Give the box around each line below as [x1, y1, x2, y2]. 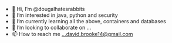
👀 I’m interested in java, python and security [11, 12, 119, 19]
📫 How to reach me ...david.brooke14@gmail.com [11, 31, 133, 37]
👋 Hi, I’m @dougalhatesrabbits [11, 6, 85, 12]
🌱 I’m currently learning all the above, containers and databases [11, 18, 166, 24]
